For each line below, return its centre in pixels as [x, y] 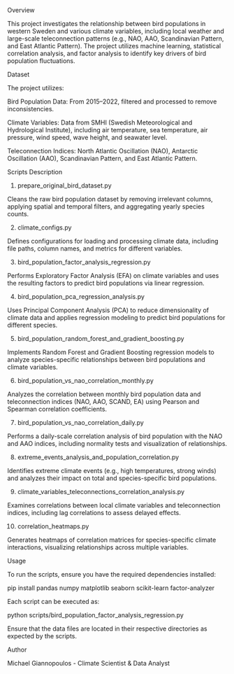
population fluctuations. [41, 61]
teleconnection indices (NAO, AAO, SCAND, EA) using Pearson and [103, 401]
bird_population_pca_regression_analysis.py [81, 296]
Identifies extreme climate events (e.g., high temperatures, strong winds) [112, 471]
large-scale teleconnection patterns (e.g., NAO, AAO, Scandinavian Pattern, [116, 38]
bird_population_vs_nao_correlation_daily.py [81, 422]
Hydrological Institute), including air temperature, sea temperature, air [108, 130]
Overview [21, 10]
